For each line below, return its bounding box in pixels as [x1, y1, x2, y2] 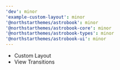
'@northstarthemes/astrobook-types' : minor [5, 31, 115, 36]
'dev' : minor [5, 8, 38, 15]
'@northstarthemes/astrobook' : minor [5, 19, 99, 25]
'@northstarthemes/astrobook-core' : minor [5, 25, 112, 31]
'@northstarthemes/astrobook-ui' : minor [5, 36, 107, 42]
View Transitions [14, 58, 55, 65]
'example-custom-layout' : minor [5, 14, 85, 20]
